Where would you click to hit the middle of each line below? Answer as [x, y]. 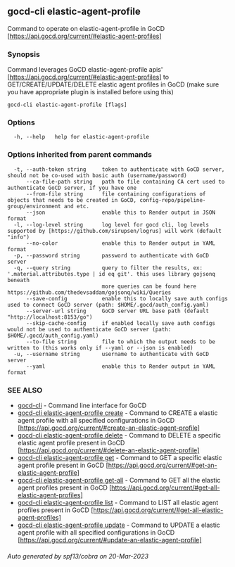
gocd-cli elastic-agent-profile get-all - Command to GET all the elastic [119, 480]
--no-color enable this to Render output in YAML [121, 243]
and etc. [77, 206]
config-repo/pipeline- [173, 200]
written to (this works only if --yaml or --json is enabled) [100, 348]
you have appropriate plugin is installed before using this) [90, 92]
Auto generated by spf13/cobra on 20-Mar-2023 [78, 556]
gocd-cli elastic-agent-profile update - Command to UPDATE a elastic [119, 525]
